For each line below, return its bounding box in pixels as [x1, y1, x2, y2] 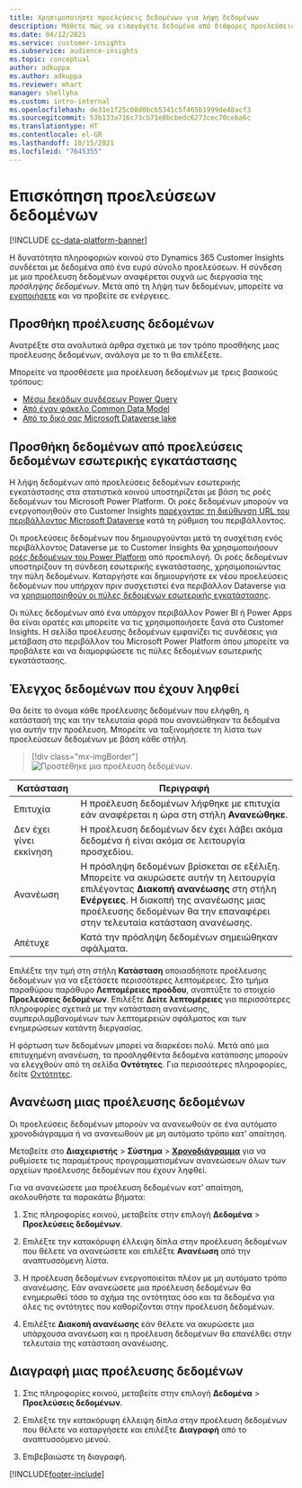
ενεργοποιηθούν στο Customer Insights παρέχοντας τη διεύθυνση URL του [9, 505, 290, 517]
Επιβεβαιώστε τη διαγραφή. [22, 1451, 128, 1462]
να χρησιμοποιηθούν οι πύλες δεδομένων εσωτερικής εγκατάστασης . [9, 590, 271, 601]
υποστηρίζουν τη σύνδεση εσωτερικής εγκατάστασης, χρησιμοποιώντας [9, 561, 281, 572]
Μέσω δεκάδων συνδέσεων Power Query [22, 394, 178, 405]
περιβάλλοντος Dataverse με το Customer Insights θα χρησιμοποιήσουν [9, 542, 279, 553]
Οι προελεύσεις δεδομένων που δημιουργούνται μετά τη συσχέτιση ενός [9, 532, 283, 544]
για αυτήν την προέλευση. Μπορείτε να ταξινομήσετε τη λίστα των [9, 725, 262, 735]
